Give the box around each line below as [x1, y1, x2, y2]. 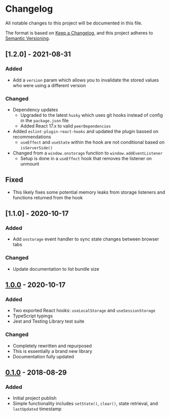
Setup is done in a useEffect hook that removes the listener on [20, 155, 152, 161]
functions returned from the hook [12, 194, 83, 200]
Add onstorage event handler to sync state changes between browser [12, 236, 159, 242]
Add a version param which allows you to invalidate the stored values [12, 77, 159, 83]
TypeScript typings [12, 313, 53, 319]
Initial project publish [12, 395, 57, 401]
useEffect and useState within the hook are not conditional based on [20, 139, 165, 145]
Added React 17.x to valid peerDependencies [20, 123, 111, 129]
